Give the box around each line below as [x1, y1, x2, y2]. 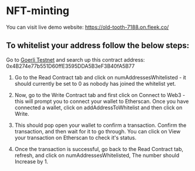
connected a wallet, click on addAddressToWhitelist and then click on [14, 104, 183, 111]
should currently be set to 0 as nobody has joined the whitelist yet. [14, 80, 176, 87]
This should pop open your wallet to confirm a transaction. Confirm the [14, 122, 187, 129]
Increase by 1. [14, 157, 49, 165]
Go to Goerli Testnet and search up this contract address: [6, 56, 145, 63]
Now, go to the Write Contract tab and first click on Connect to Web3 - [14, 91, 186, 98]
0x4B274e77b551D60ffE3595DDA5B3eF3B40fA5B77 [6, 62, 135, 69]
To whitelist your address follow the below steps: [6, 41, 190, 51]
